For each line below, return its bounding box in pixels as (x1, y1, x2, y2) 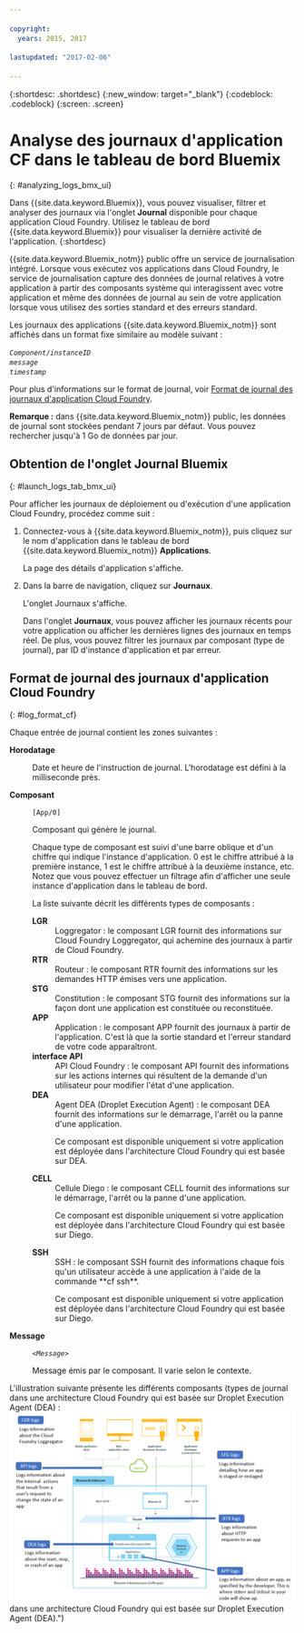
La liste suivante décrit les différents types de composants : (32, 897, 256, 908)
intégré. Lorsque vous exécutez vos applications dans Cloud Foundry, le (9, 263, 279, 274)
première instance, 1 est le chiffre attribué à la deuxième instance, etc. (32, 860, 295, 872)
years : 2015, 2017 (17, 34, 88, 43)
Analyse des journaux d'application (9, 130, 284, 151)
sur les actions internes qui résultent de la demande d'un (54, 1069, 268, 1081)
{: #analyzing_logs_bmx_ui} (9, 179, 113, 190)
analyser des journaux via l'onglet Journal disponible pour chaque (9, 206, 258, 217)
